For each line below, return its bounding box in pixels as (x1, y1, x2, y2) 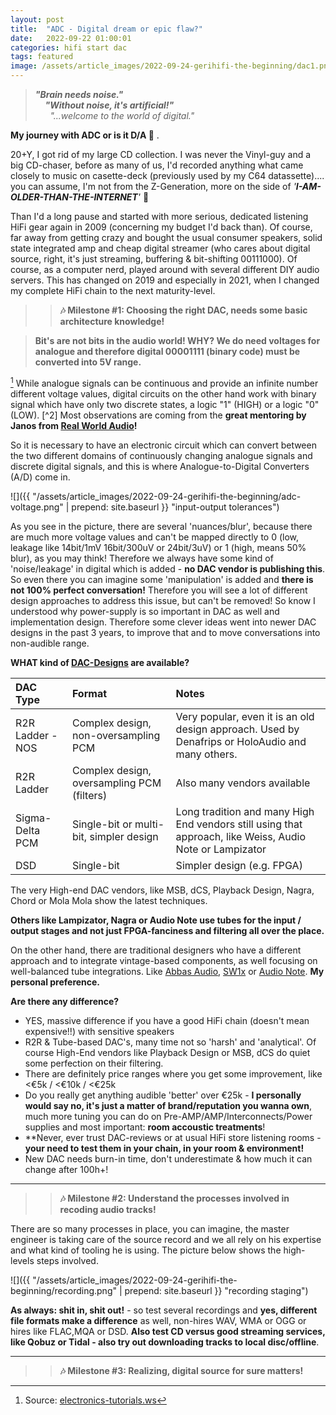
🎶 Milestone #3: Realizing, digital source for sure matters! (59, 1364, 304, 1376)
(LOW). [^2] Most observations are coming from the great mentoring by (10, 409, 307, 421)
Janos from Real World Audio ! (10, 419, 138, 431)
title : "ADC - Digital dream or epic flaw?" (10, 24, 203, 34)
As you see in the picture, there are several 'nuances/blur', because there (10, 520, 313, 532)
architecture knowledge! (59, 316, 165, 327)
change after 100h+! (24, 1163, 109, 1175)
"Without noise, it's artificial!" (44, 99, 175, 111)
